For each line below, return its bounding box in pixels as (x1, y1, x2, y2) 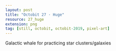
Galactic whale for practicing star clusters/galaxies (5, 40, 111, 46)
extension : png (5, 21, 37, 27)
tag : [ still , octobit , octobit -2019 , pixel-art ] (5, 26, 110, 31)
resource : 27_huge (5, 17, 44, 22)
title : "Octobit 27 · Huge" (5, 12, 65, 17)
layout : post (5, 7, 33, 13)
